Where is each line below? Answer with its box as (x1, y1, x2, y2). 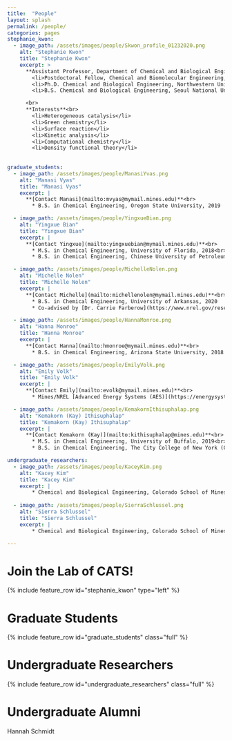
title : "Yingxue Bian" (19, 227, 85, 235)
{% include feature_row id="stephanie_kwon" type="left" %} (7, 586, 180, 595)
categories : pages (7, 29, 60, 37)
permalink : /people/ (7, 23, 67, 30)
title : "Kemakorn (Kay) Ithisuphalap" (19, 418, 131, 425)
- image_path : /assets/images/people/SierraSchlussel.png (13, 502, 184, 509)
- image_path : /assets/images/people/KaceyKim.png (13, 463, 162, 470)
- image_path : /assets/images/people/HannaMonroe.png (13, 317, 171, 324)
